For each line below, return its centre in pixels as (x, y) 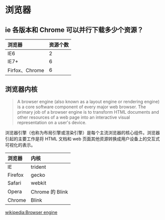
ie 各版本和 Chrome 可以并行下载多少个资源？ (74, 30)
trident (38, 167)
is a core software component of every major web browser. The (82, 107)
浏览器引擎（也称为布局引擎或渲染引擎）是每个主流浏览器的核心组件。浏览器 (82, 132)
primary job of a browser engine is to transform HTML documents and (88, 112)
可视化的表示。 (20, 145)
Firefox (15, 175)
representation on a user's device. (52, 122)
